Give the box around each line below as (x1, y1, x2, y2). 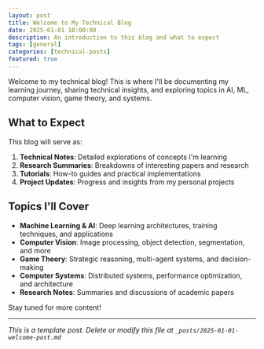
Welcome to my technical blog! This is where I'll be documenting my (8, 76, 229, 86)
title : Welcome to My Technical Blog (8, 19, 132, 27)
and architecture (19, 279, 73, 289)
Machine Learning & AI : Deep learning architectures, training (19, 220, 218, 230)
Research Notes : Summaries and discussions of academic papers (19, 287, 234, 296)
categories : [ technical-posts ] (8, 48, 111, 56)
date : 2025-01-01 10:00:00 (8, 26, 97, 34)
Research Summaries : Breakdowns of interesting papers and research (19, 160, 249, 169)
